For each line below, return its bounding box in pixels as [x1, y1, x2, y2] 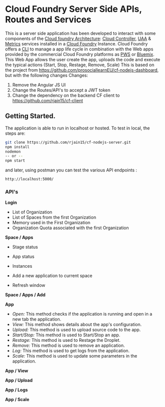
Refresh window [12, 283, 46, 288]
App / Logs [5, 387, 28, 393]
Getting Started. [5, 112, 56, 121]
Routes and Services [5, 14, 92, 25]
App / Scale [5, 397, 30, 403]
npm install [5, 144, 30, 149]
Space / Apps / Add [5, 292, 46, 298]
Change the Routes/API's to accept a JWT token [12, 87, 111, 93]
